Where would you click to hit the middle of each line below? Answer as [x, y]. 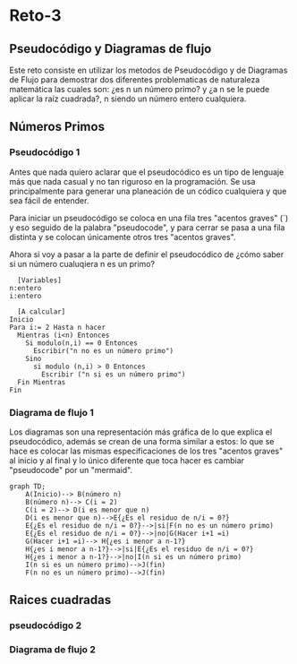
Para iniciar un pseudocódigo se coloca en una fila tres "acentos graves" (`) [149, 218]
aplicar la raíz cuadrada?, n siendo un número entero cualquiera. [128, 99]
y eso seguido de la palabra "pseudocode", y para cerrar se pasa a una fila [147, 227]
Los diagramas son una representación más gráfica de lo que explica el [141, 432]
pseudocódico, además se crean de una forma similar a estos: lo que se [142, 441]
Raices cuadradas [60, 600]
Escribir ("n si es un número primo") [114, 374]
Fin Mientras [42, 382]
